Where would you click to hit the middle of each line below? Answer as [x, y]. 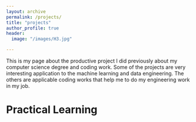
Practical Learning [52, 110]
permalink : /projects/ [34, 17]
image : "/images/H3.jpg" [42, 39]
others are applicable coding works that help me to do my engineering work [98, 80]
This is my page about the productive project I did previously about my [92, 61]
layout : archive [26, 11]
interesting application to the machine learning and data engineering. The [95, 73]
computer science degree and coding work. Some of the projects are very [96, 67]
